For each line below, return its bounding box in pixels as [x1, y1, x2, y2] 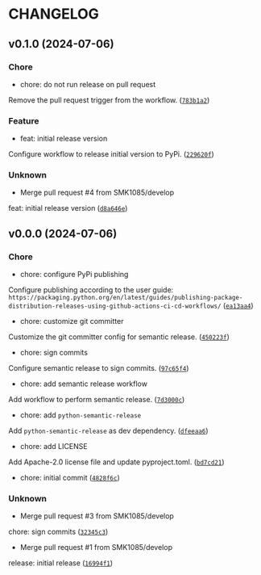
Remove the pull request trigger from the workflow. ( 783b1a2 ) [8, 94, 210, 105]
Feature [8, 115, 39, 126]
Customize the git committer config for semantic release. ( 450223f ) [8, 332, 230, 342]
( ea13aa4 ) [222, 300, 254, 311]
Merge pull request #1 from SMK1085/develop [19, 543, 173, 552]
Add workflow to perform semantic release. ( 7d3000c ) [8, 395, 185, 405]
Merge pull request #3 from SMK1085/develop [19, 511, 175, 521]
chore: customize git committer [19, 317, 124, 326]
